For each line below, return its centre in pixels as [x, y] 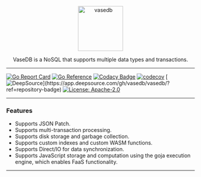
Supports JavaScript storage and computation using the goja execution [103, 155]
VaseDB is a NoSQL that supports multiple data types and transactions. [100, 59]
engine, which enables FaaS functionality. [66, 162]
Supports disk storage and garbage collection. [72, 136]
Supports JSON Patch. [42, 124]
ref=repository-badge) [34, 89]
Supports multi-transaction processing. [63, 130]
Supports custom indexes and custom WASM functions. [83, 143]
